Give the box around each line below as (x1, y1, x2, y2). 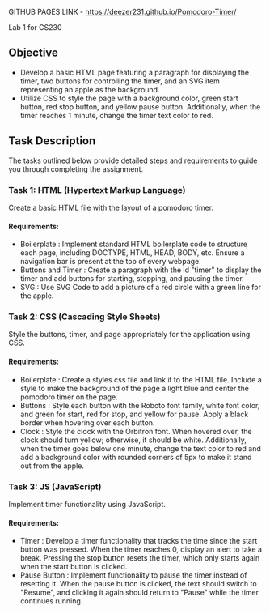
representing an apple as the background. (19, 84, 160, 94)
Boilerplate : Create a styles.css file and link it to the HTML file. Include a (19, 374, 263, 384)
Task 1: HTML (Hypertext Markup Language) (8, 184, 186, 195)
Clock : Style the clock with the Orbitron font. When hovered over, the (19, 426, 252, 436)
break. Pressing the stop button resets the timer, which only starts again (19, 553, 260, 563)
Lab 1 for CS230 (8, 23, 62, 32)
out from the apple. (19, 461, 85, 471)
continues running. (19, 596, 83, 606)
